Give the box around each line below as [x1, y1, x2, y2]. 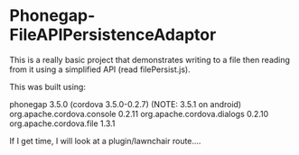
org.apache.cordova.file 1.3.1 [9, 118, 116, 129]
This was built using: [9, 81, 86, 92]
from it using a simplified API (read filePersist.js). [9, 64, 192, 75]
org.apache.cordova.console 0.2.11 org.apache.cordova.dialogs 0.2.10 [9, 108, 269, 119]
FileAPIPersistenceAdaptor [9, 24, 217, 45]
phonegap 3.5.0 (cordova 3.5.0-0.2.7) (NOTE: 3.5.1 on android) [9, 98, 242, 109]
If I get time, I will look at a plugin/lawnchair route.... [9, 135, 201, 146]
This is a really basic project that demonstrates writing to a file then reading [9, 54, 291, 65]
